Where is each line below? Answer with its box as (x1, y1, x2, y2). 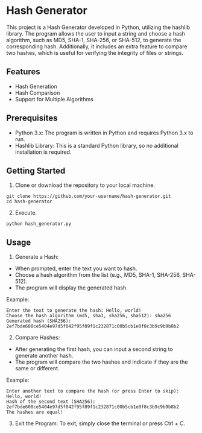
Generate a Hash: (14, 253, 59, 261)
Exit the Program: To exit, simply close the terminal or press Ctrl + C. (14, 420, 186, 427)
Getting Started (6, 165, 66, 175)
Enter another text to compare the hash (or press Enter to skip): (6, 388, 180, 394)
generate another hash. (14, 352, 74, 359)
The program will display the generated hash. (14, 284, 128, 291)
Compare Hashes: (14, 334, 60, 341)
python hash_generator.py (6, 221, 71, 227)
